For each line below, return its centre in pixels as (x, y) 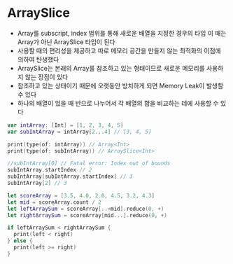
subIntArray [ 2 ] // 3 (37, 183)
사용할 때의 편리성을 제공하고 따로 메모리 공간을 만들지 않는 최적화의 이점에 (119, 50)
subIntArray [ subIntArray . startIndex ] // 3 (70, 176)
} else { (20, 241)
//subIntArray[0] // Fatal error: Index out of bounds (89, 164)
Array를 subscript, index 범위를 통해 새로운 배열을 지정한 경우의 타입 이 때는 (122, 33)
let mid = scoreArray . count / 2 (54, 202)
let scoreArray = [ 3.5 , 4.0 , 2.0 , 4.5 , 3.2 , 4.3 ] (81, 195)
